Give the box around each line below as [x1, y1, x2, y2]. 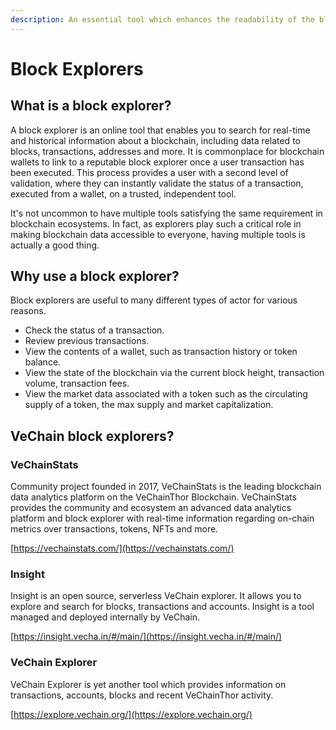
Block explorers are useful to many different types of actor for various [10, 294, 298, 306]
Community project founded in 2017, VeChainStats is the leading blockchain [10, 481, 322, 493]
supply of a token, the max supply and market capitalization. [24, 399, 274, 411]
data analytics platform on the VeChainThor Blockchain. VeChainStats [10, 491, 297, 503]
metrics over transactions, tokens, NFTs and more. [10, 523, 219, 535]
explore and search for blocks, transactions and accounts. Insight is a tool [10, 601, 315, 613]
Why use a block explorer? [10, 268, 180, 285]
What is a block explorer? [10, 97, 172, 115]
